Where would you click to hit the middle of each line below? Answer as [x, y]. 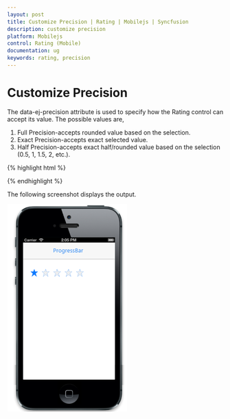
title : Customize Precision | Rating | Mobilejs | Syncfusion [98, 22]
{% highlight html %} [37, 168]
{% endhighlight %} [35, 181]
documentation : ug [33, 51]
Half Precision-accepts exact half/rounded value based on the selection [119, 147]
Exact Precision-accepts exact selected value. [82, 139]
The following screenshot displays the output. [72, 194]
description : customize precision [57, 29]
